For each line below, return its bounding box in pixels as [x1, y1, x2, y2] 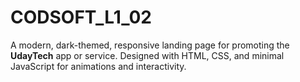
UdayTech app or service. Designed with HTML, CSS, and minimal [10, 49, 285, 61]
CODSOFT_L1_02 [10, 6, 152, 29]
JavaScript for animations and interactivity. [10, 60, 187, 72]
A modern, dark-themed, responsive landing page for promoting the [10, 39, 290, 51]
